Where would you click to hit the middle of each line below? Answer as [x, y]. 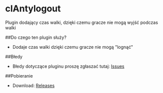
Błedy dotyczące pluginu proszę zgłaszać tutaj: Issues [68, 66]
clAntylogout [33, 9]
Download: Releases [33, 86]
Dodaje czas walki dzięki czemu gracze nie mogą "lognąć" [73, 47]
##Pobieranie [19, 76]
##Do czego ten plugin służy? [36, 37]
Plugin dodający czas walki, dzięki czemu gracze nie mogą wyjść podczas [82, 22]
